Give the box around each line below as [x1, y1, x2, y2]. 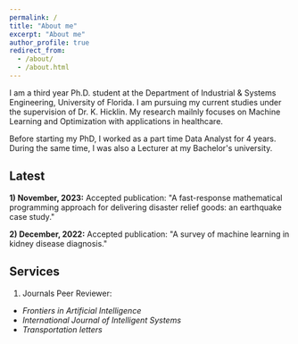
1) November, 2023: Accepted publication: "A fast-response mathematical [9, 192, 283, 203]
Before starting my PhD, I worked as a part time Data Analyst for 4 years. [9, 133, 277, 144]
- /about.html [17, 63, 70, 72]
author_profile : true [9, 38, 90, 47]
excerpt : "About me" [9, 29, 87, 38]
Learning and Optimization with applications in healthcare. [9, 115, 223, 126]
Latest [9, 169, 46, 184]
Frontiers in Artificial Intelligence [21, 305, 142, 315]
